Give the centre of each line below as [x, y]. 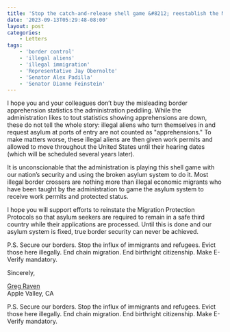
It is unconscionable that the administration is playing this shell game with [111, 167]
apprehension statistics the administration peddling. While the [94, 110]
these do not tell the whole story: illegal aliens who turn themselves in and [111, 125]
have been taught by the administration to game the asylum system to [105, 189]
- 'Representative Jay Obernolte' [68, 71]
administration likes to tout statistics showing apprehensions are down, [107, 118]
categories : [24, 33]
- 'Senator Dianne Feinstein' [63, 84]
